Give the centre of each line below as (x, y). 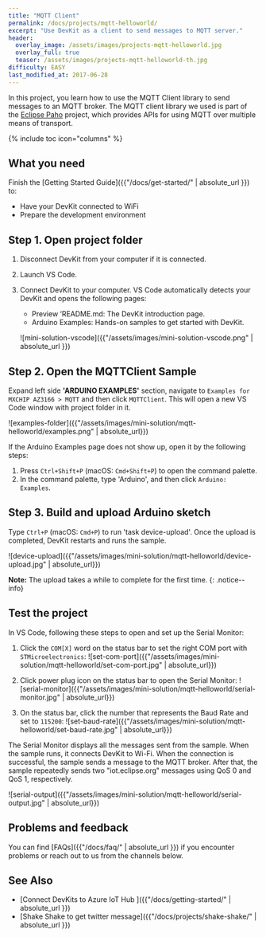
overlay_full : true (48, 53)
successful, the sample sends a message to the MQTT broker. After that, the (133, 762)
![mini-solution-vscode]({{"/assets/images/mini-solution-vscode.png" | (136, 338)
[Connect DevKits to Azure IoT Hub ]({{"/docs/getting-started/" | (125, 900)
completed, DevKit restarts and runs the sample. (87, 540)
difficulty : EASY (37, 68)
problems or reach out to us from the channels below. (96, 855)
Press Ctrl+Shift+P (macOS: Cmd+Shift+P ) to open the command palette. (139, 471)
